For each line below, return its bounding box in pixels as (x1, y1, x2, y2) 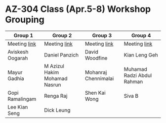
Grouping (5, 14, 44, 25)
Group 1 (13, 32, 34, 39)
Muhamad (124, 65, 147, 72)
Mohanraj (84, 68, 107, 75)
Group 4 (131, 32, 151, 39)
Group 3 (92, 32, 112, 39)
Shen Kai (84, 89, 106, 96)
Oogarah (7, 55, 28, 61)
